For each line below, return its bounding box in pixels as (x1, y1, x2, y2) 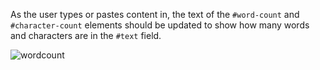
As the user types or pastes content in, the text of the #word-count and (10, 9, 300, 20)
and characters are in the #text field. (10, 30, 162, 41)
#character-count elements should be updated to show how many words (10, 19, 310, 31)
